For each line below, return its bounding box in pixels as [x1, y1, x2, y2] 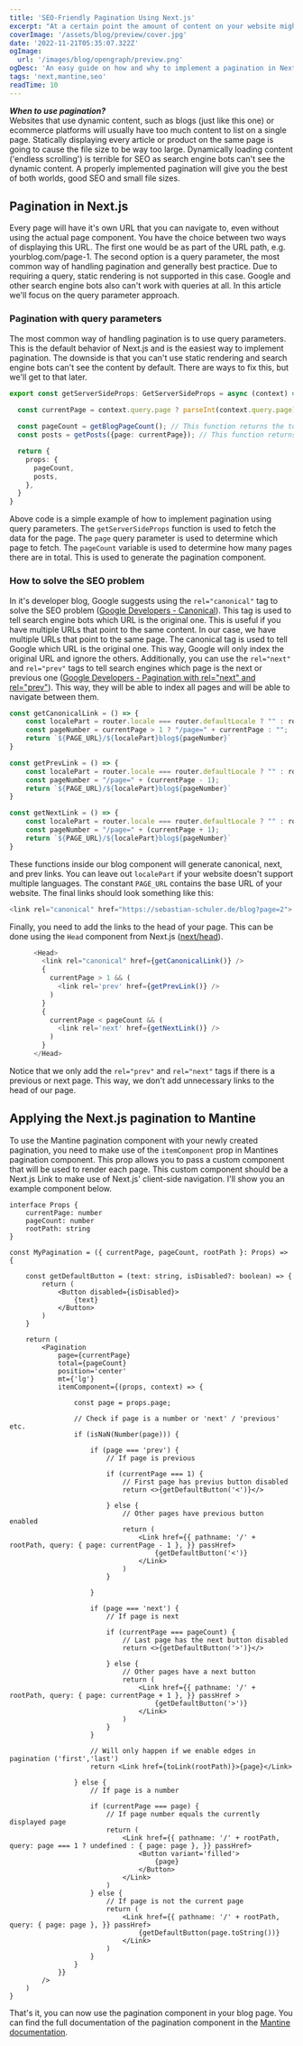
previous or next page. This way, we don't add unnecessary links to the [9, 1075, 275, 1086]
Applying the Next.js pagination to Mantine [9, 1111, 257, 1127]
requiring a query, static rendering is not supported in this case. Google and [9, 270, 291, 281]
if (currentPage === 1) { [106, 1469, 204, 1478]
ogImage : [9, 47, 42, 56]
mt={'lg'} [57, 1374, 95, 1383]
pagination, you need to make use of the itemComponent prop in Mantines [9, 1145, 279, 1155]
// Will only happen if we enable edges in [89, 1746, 256, 1755]
